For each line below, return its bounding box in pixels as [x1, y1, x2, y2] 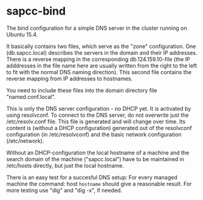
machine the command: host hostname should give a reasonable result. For [6, 180, 192, 187]
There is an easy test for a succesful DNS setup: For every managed [6, 173, 177, 181]
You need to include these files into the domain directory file [6, 86, 157, 94]
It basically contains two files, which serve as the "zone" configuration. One [6, 43, 196, 50]
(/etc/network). [6, 137, 44, 144]
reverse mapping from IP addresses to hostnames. [6, 75, 133, 82]
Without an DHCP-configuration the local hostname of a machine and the [6, 149, 190, 156]
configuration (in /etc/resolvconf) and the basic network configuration [6, 131, 182, 138]
